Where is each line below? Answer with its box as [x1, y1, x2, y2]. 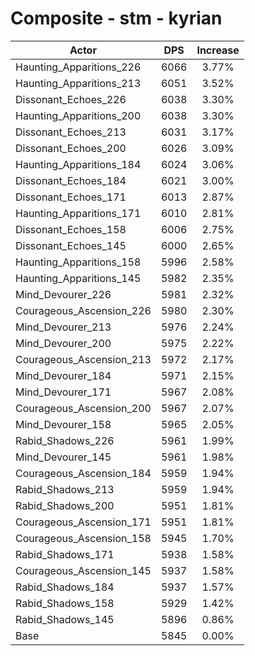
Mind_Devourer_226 [15, 287, 112, 301]
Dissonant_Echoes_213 [15, 125, 127, 139]
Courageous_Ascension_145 [15, 563, 152, 577]
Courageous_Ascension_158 [15, 531, 152, 545]
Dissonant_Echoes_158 [15, 222, 127, 236]
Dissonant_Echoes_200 [15, 141, 127, 155]
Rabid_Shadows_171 [15, 547, 115, 561]
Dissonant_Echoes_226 [15, 92, 127, 106]
